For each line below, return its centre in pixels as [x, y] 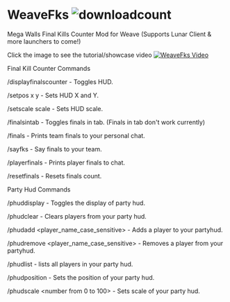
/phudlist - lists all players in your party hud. [70, 264]
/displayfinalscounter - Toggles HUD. [60, 82]
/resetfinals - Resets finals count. [55, 176]
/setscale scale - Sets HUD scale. [55, 108]
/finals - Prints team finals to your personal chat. [76, 135]
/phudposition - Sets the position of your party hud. [81, 277]
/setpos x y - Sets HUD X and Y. [53, 95]
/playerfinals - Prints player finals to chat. [66, 162]
